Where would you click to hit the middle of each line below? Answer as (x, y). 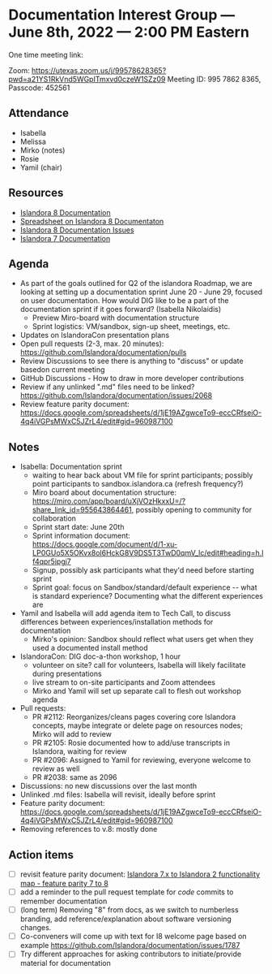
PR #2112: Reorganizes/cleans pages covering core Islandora (134, 717)
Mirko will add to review (72, 734)
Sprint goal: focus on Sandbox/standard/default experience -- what (144, 587)
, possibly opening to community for (192, 510)
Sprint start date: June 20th (78, 527)
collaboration (54, 518)
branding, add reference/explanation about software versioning (126, 919)
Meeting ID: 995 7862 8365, (214, 79)
